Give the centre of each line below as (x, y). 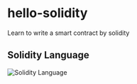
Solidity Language (49, 55)
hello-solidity (48, 13)
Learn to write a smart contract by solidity (68, 33)
